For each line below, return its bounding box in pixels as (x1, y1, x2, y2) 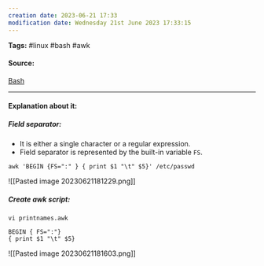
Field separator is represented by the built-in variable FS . (19, 147, 203, 157)
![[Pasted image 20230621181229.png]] (8, 176, 136, 186)
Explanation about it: (8, 102, 78, 111)
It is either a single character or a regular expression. (19, 139, 191, 149)
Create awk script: (8, 194, 71, 204)
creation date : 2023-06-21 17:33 (8, 11, 118, 20)
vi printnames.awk (8, 214, 68, 223)
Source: (8, 58, 35, 68)
